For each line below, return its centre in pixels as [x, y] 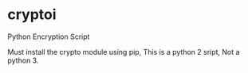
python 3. [23, 60]
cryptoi [32, 15]
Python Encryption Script [49, 36]
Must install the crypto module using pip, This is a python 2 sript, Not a [124, 52]
